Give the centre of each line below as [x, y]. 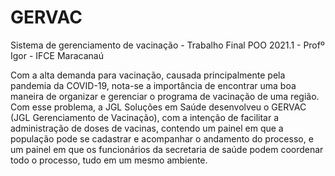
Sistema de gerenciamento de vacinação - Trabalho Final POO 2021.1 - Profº [167, 45]
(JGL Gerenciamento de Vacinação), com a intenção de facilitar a [145, 117]
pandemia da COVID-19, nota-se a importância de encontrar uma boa [153, 85]
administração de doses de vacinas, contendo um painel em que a [147, 128]
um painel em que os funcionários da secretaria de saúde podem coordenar [167, 149]
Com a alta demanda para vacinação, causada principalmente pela [148, 75]
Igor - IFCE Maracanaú [57, 55]
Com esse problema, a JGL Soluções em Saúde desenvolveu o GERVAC [158, 107]
